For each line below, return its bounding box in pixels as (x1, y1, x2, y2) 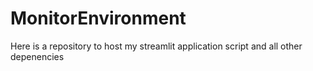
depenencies (10, 50, 65, 62)
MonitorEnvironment (10, 7, 187, 30)
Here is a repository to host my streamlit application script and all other (10, 40, 303, 52)
